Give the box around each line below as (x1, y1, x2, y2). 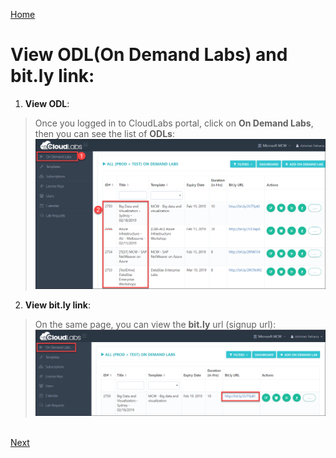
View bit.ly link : (24, 299, 91, 311)
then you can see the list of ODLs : (34, 127, 175, 139)
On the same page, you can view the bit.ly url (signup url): (34, 318, 277, 330)
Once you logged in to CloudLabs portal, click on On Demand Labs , (34, 117, 314, 129)
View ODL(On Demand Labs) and (10, 44, 288, 66)
